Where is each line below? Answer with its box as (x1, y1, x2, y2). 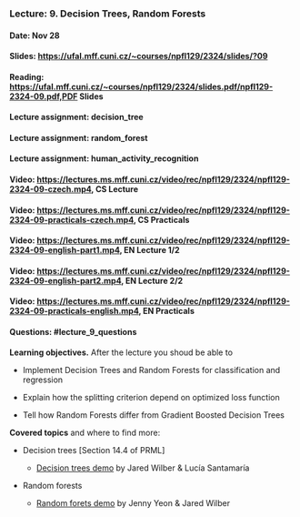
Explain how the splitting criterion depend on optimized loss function (22, 391, 280, 402)
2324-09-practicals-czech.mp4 (9, 214, 135, 225)
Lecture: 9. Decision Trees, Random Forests (9, 7, 206, 20)
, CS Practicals (133, 214, 190, 225)
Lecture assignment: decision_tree (9, 112, 144, 123)
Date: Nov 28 (9, 30, 61, 41)
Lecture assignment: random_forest (9, 132, 148, 143)
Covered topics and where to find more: (9, 427, 161, 438)
